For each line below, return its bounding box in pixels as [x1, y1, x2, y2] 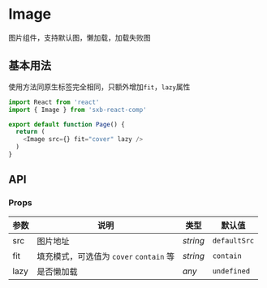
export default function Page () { [8, 120, 126, 128]
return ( [15, 127, 45, 136]
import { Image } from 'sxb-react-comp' [8, 105, 148, 114]
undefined [212, 266, 250, 276]
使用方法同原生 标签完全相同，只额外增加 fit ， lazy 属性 [8, 82, 191, 92]
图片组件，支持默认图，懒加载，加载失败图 [8, 32, 151, 42]
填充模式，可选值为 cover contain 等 [37, 251, 175, 262]
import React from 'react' [8, 98, 100, 106]
